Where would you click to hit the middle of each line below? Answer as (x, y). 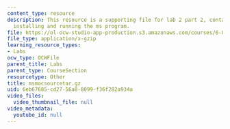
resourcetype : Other (37, 77)
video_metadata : (30, 109)
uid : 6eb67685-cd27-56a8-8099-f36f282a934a (70, 89)
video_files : (26, 96)
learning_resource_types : (44, 45)
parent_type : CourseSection (47, 70)
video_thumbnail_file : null (53, 102)
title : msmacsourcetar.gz (44, 83)
